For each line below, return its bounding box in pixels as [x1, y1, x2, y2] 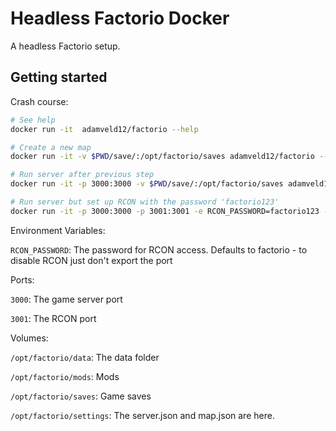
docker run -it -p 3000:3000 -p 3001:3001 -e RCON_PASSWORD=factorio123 [10, 206, 320, 216]
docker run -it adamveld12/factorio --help [10, 124, 199, 134]
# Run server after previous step [10, 170, 155, 180]
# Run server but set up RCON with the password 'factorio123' [10, 197, 280, 207]
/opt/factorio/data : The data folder [10, 351, 160, 363]
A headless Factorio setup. [10, 40, 121, 52]
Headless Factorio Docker [10, 7, 230, 30]
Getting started [10, 69, 108, 86]
